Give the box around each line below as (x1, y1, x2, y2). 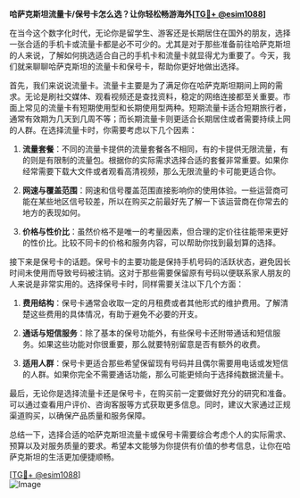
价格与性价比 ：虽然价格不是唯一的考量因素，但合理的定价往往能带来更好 (21, 227, 288, 237)
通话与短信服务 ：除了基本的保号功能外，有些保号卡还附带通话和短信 (21, 328, 273, 338)
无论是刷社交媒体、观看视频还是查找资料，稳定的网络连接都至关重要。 (24, 91, 283, 102)
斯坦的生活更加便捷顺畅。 (24, 452, 119, 462)
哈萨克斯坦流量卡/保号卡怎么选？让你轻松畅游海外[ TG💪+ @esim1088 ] (9, 9, 266, 19)
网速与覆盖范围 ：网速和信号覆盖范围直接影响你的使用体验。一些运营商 (21, 185, 281, 195)
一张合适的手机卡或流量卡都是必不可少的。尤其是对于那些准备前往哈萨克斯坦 (9, 39, 291, 49)
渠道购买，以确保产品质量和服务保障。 (9, 411, 150, 420)
